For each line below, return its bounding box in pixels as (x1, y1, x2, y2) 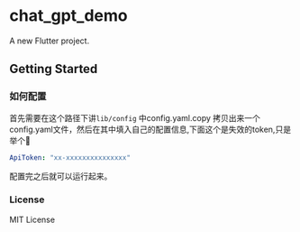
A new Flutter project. (9, 35, 90, 46)
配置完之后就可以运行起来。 (9, 171, 113, 181)
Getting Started (9, 61, 98, 77)
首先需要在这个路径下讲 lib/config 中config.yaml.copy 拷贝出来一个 (9, 112, 261, 123)
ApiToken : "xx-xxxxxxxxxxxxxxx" (9, 153, 131, 162)
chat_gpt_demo (9, 5, 128, 26)
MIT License (9, 214, 56, 225)
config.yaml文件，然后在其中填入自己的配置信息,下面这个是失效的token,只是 (9, 124, 291, 135)
